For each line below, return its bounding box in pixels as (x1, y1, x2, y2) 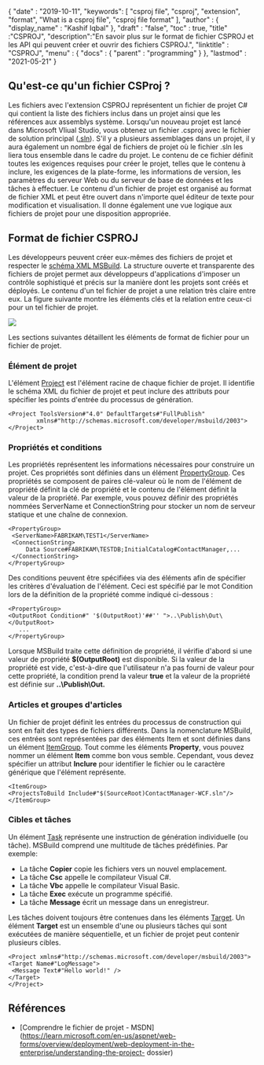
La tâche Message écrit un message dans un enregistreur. (19, 897, 210, 906)
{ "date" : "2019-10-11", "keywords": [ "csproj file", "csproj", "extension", (8, 7, 241, 16)
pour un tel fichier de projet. (8, 302, 99, 312)
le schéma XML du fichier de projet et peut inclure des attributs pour (8, 386, 230, 396)
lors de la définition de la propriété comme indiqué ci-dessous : (8, 590, 214, 599)
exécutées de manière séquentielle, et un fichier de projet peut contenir (8, 929, 240, 939)
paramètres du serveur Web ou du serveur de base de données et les (8, 175, 233, 185)
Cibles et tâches (8, 814, 71, 825)
